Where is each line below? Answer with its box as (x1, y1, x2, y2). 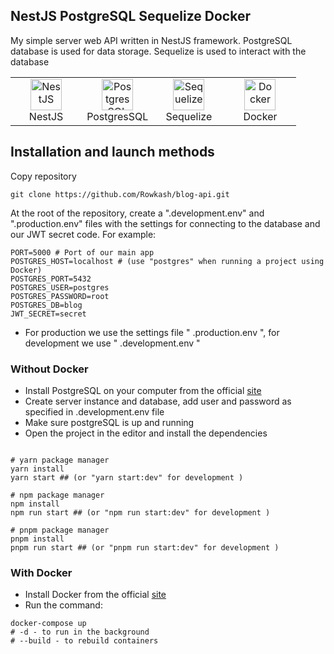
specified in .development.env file (24, 405, 165, 418)
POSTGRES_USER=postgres (10, 282, 110, 293)
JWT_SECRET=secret (10, 309, 87, 319)
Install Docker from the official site (24, 589, 167, 601)
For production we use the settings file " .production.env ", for (24, 326, 280, 338)
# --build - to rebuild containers (10, 636, 159, 646)
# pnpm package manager (10, 525, 110, 535)
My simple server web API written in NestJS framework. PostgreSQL (10, 34, 293, 46)
